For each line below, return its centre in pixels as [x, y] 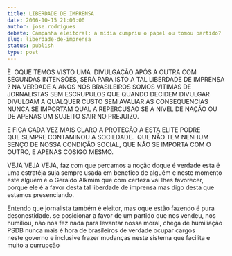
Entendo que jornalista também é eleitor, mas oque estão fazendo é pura [111, 208]
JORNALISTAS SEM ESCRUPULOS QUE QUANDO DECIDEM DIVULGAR [108, 94]
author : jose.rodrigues [42, 26]
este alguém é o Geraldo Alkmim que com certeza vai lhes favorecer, [106, 180]
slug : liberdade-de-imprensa [49, 40]
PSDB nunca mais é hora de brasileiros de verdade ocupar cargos [101, 230]
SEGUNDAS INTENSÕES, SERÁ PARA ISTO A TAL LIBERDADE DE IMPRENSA [116, 79]
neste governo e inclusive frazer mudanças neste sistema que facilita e [109, 237]
